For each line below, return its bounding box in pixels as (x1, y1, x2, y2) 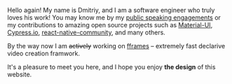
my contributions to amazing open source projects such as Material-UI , (7, 21, 213, 29)
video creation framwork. (7, 49, 81, 57)
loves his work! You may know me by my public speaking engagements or (7, 13, 221, 22)
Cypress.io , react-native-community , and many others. (7, 28, 166, 36)
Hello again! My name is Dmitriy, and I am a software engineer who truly (7, 6, 215, 14)
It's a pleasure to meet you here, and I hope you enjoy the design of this (7, 63, 216, 71)
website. (7, 70, 32, 78)
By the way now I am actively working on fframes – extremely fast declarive (7, 42, 226, 50)
